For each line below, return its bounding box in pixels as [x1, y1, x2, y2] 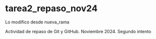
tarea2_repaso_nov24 [5, 3, 98, 14]
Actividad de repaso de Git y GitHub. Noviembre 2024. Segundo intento [5, 28, 152, 34]
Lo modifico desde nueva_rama [5, 19, 69, 25]
